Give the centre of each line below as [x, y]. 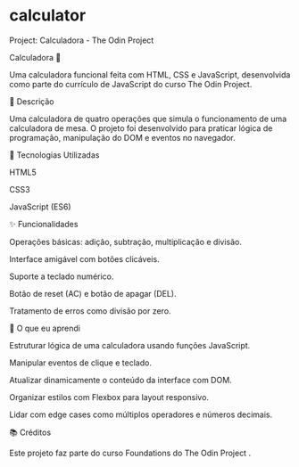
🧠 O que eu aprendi [45, 328]
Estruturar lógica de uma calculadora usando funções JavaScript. [130, 345]
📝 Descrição [32, 101]
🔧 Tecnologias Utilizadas [54, 155]
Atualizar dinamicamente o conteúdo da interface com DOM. [120, 380]
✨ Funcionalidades [44, 224]
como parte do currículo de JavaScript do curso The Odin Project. [131, 84]
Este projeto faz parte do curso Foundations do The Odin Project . [130, 453]
